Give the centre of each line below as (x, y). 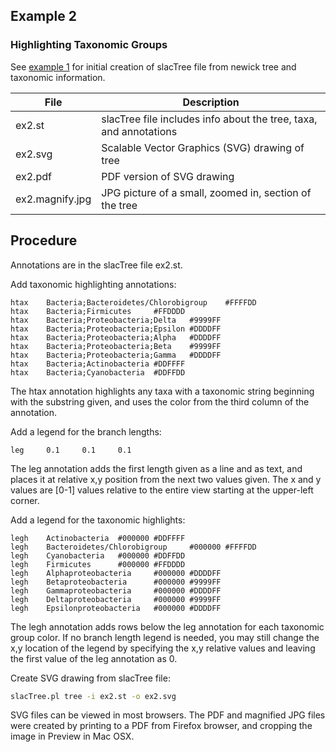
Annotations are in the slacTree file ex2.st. (96, 265)
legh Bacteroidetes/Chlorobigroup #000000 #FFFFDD (133, 547)
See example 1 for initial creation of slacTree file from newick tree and (153, 66)
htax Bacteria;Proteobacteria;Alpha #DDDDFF (116, 337)
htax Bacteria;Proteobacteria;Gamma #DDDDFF (116, 355)
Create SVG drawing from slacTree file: (90, 678)
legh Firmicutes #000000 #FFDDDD (98, 564)
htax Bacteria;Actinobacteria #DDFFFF (98, 364)
